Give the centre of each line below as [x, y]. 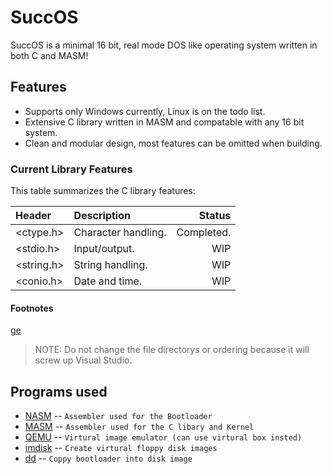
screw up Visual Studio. [83, 360]
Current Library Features [71, 169]
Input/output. [104, 249]
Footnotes [32, 308]
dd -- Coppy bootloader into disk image [108, 458]
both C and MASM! [49, 55]
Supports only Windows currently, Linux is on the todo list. [145, 111]
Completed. [204, 233]
